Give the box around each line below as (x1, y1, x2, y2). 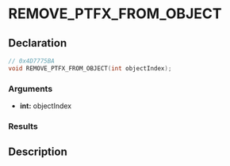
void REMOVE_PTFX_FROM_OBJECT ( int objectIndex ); (8, 64, 172, 72)
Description (8, 145, 67, 159)
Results (8, 120, 38, 131)
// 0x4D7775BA (8, 57, 56, 65)
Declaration (8, 36, 67, 50)
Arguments (8, 83, 53, 94)
